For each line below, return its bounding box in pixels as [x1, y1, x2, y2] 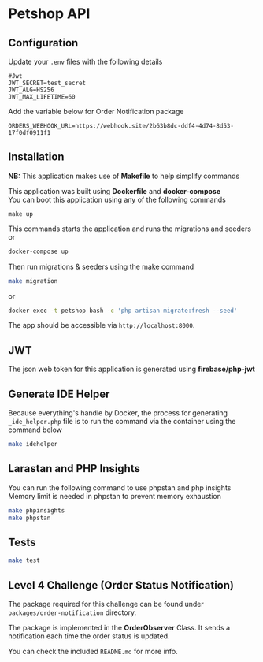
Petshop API [8, 5, 91, 23]
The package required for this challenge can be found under [8, 600, 205, 608]
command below [8, 425, 63, 434]
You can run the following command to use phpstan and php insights [8, 482, 232, 493]
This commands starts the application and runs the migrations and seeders [8, 224, 252, 233]
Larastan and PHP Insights [8, 462, 140, 475]
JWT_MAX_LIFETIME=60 [8, 93, 76, 101]
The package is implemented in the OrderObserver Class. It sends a [8, 623, 231, 632]
